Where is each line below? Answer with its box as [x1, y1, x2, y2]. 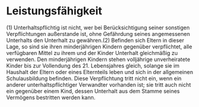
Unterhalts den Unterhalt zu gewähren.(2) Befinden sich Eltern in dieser [6, 36, 185, 44]
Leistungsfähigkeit [6, 4, 103, 18]
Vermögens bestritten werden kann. [6, 94, 95, 101]
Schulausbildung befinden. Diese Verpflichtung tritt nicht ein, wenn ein [6, 75, 182, 82]
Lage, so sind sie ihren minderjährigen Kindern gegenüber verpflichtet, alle [6, 43, 192, 50]
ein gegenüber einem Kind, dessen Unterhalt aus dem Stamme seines [6, 87, 180, 94]
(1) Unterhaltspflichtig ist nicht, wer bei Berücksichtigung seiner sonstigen [6, 24, 190, 31]
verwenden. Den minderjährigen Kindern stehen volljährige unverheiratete [6, 56, 191, 63]
